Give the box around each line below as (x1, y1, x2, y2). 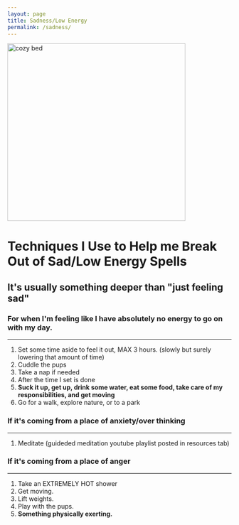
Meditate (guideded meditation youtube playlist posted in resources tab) (17, 438, 230, 448)
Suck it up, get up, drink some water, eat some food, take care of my (17, 383, 223, 391)
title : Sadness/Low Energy (7, 17, 87, 24)
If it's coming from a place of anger (7, 456, 131, 466)
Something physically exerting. (17, 509, 112, 518)
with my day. (7, 323, 53, 332)
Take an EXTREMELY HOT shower (17, 479, 118, 487)
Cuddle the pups (17, 360, 67, 369)
